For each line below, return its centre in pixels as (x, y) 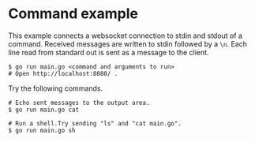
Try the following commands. (56, 88)
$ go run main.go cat (44, 110)
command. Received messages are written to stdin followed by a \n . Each (127, 43)
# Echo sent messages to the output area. (79, 103)
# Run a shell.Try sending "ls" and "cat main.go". (95, 123)
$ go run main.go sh (42, 130)
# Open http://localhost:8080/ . (63, 73)
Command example (73, 14)
